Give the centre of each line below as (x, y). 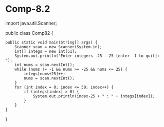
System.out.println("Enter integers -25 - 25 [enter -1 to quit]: (87, 56)
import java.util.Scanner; (31, 23)
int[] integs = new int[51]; (46, 51)
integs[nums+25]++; (45, 74)
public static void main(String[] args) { (51, 42)
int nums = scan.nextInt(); (44, 65)
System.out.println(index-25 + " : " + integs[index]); (94, 96)
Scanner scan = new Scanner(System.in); (58, 47)
